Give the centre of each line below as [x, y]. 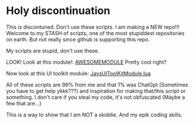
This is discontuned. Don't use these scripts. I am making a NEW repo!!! [93, 27]
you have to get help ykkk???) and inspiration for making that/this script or [96, 91]
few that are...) [24, 103]
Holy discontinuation [58, 11]
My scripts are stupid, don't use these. [53, 50]
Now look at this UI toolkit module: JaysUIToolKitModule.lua [78, 73]
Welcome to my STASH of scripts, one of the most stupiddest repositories [96, 33]
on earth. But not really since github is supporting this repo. [78, 39]
